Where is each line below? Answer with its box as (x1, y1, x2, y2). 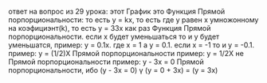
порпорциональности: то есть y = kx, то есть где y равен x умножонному (8, 15, 259, 25)
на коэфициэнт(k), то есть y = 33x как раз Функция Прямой (8, 24, 211, 32)
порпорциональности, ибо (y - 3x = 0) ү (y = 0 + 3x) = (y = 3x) (8, 66, 218, 74)
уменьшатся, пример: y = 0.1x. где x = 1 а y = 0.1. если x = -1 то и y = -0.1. (8, 40, 255, 50)
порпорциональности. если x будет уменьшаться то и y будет (8, 32, 220, 41)
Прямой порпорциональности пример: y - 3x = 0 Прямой (8, 57, 205, 66)
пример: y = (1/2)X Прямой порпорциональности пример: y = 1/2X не (8, 49, 245, 58)
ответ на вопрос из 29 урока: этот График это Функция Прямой (8, 7, 226, 16)
